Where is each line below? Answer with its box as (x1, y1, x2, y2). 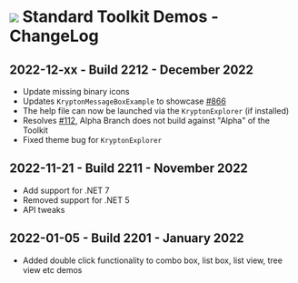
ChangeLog (9, 25, 99, 46)
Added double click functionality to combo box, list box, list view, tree (22, 255, 283, 266)
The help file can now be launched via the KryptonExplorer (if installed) (22, 106, 290, 116)
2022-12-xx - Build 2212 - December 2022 (9, 62, 254, 77)
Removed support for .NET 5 (22, 194, 130, 206)
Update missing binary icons (22, 86, 130, 96)
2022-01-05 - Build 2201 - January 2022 (9, 230, 244, 247)
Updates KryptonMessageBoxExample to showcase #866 (22, 96, 227, 106)
